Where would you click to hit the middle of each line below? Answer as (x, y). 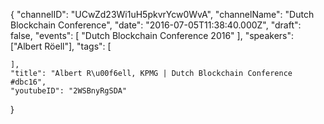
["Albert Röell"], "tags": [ (61, 46)
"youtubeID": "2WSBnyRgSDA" (69, 91)
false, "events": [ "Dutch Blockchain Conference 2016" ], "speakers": (152, 35)
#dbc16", (28, 82)
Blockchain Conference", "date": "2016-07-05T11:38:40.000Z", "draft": (156, 25)
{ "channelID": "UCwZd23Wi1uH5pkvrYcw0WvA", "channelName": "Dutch (162, 14)
